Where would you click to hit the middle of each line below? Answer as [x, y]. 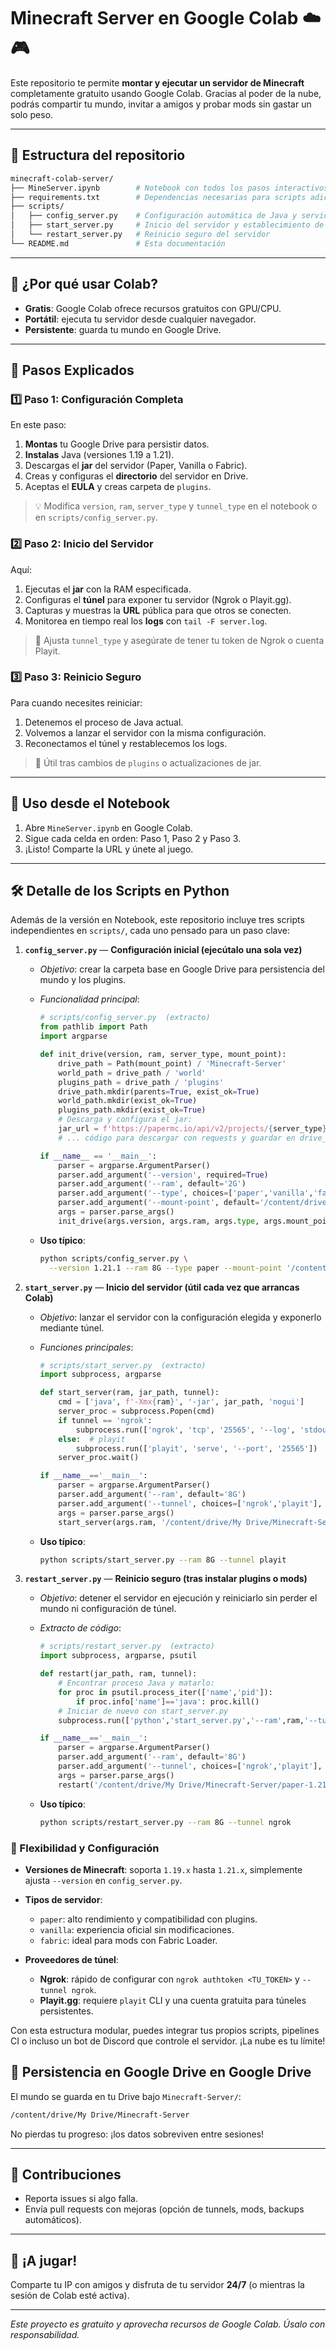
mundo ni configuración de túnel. [108, 1609]
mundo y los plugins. [83, 980]
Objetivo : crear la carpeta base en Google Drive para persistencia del [182, 969]
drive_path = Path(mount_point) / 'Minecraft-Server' [172, 1063]
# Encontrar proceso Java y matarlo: [136, 1683]
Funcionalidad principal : [89, 999]
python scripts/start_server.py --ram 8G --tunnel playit [163, 1560]
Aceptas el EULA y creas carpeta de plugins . [118, 487]
